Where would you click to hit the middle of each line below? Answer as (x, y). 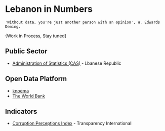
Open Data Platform (36, 79)
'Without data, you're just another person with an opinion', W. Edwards (83, 22)
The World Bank (29, 96)
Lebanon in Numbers (49, 9)
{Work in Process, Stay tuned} (36, 36)
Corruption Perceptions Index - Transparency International (72, 123)
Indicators (21, 111)
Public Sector (26, 51)
